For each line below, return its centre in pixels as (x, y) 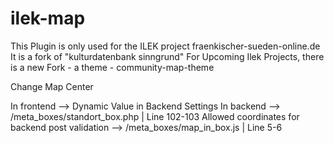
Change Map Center (52, 86)
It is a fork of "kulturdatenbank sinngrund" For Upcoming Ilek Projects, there (167, 56)
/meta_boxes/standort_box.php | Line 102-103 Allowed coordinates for (155, 116)
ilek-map (48, 18)
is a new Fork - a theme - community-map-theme (112, 67)
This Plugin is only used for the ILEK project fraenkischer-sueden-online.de (165, 46)
